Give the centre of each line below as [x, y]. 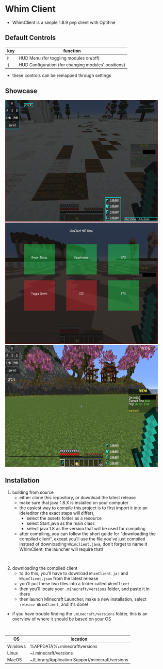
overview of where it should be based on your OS [62, 619]
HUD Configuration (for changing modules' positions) [72, 65]
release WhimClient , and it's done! [54, 604]
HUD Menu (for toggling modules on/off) [59, 58]
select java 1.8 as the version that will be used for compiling [86, 528]
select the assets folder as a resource [64, 518]
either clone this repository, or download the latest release [77, 497]
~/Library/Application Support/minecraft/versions [79, 660]
